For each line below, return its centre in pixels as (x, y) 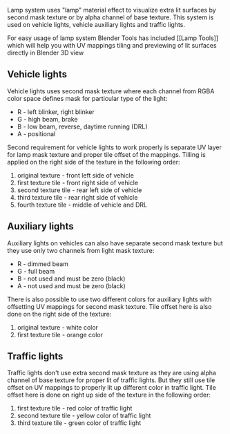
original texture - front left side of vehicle (76, 175)
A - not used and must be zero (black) (71, 285)
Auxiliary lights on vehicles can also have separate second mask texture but (115, 243)
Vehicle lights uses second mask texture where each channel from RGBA (111, 91)
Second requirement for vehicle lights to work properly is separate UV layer (115, 147)
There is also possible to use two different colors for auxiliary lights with (109, 299)
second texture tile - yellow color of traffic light (84, 416)
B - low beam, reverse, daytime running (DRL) (82, 126)
